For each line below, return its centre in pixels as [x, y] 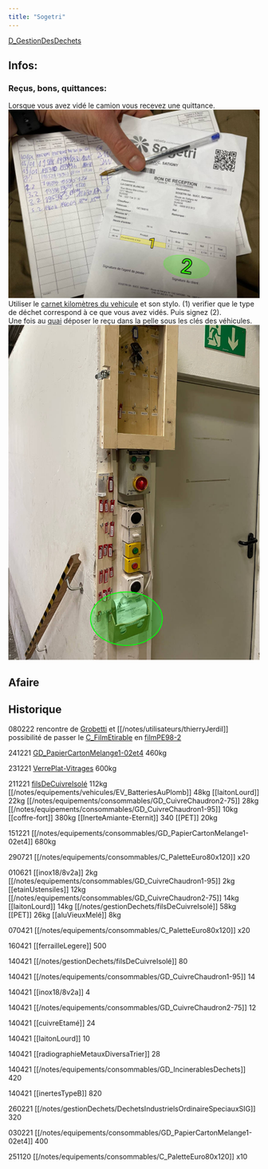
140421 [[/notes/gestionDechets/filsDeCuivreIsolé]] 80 [98, 961]
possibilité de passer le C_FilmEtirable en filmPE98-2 [95, 737]
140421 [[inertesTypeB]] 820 [55, 1093]
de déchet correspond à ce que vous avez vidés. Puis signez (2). [115, 313]
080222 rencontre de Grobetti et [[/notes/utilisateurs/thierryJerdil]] [118, 729]
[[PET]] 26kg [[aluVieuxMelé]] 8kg [65, 915]
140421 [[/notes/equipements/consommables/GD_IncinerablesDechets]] [127, 1069]
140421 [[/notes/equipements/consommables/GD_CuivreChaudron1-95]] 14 [132, 976]
